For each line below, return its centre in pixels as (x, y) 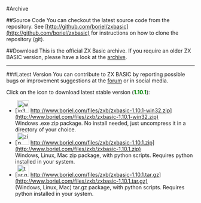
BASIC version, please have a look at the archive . (67, 57)
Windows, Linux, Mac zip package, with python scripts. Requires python (104, 155)
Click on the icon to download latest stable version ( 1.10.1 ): (78, 92)
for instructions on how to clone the (135, 33)
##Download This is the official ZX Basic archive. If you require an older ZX (99, 51)
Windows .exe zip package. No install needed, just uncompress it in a (100, 123)
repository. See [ (27, 27)
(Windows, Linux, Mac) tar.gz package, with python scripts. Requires (100, 187)
